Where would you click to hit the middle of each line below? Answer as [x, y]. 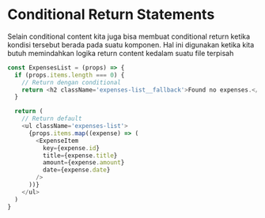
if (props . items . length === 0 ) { [70, 75]
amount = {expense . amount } [83, 163]
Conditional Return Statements [111, 15]
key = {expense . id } [71, 148]
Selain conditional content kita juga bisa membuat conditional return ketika [129, 36]
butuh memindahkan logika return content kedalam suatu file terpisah [121, 53]
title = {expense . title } [80, 156]
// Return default [52, 119]
